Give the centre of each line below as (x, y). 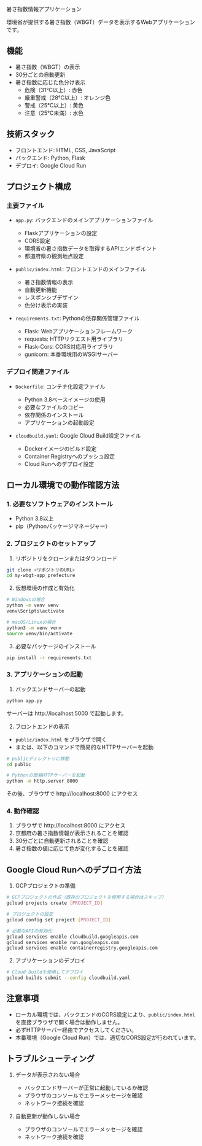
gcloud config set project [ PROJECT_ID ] (59, 920)
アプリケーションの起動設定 (60, 422)
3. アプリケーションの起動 (45, 675)
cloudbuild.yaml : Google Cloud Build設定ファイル (78, 435)
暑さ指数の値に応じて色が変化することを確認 (72, 848)
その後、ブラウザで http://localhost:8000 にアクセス (72, 794)
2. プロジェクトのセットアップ (51, 544)
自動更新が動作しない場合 (48, 1116)
